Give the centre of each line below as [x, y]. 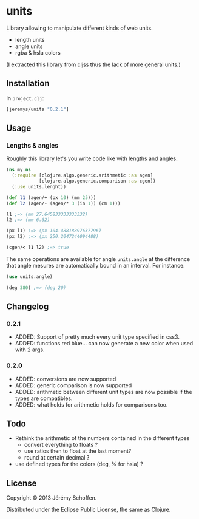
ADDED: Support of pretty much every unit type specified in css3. [97, 337]
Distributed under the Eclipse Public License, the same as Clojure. [89, 510]
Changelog [28, 307]
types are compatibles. [44, 398]
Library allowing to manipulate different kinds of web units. [79, 28]
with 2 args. [30, 350]
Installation [28, 83]
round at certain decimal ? [57, 458]
